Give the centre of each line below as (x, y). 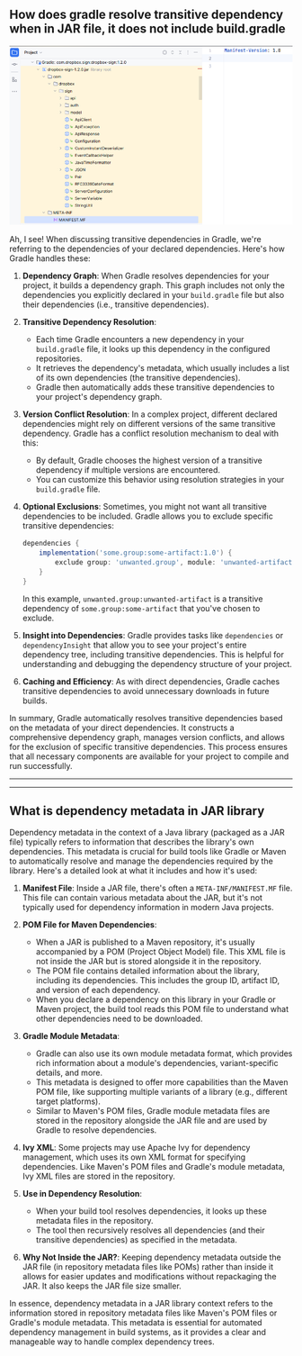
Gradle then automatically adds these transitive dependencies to (155, 387)
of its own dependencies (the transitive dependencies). (138, 378)
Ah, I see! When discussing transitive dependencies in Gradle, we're (136, 240)
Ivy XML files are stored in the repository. (98, 1176)
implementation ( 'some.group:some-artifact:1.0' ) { (136, 553)
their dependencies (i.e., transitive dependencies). (115, 304)
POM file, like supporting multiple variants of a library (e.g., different (161, 1092)
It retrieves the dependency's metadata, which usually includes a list (163, 368)
